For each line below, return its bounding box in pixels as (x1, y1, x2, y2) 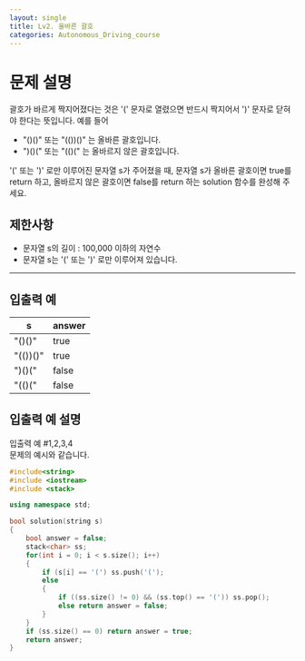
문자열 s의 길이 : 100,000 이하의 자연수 (22, 242, 162, 254)
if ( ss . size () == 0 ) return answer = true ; (25, 626, 193, 636)
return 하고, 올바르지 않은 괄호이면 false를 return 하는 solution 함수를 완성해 (9, 176, 281, 187)
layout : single (9, 13, 67, 23)
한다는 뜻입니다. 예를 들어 (18, 115, 109, 126)
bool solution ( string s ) (9, 517, 103, 527)
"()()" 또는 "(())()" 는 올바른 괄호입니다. (22, 134, 162, 145)
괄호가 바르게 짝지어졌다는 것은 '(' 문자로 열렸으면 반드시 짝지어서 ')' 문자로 (9, 104, 274, 114)
